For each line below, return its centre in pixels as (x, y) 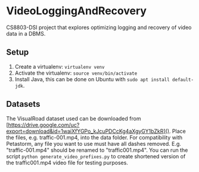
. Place (177, 131)
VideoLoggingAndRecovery (77, 11)
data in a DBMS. (26, 33)
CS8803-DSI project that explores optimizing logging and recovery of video (99, 27)
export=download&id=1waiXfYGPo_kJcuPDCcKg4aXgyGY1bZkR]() (88, 131)
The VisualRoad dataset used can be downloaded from (74, 118)
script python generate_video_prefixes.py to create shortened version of (96, 156)
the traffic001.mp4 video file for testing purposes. (67, 163)
